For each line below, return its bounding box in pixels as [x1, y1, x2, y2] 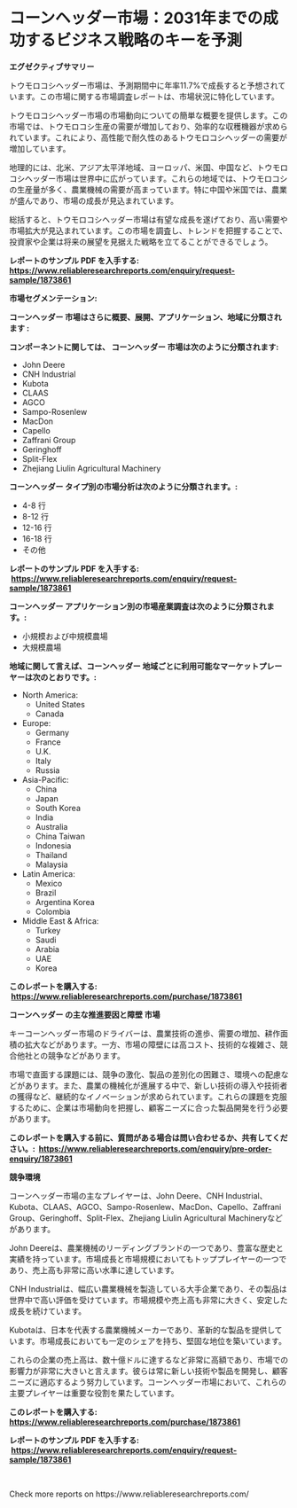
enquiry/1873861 [9, 1153, 73, 1164]
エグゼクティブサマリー [9, 61, 95, 72]
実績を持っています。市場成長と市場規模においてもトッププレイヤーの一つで [9, 1254, 287, 1264]
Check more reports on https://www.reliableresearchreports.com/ [9, 1488, 250, 1499]
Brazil [35, 887, 57, 898]
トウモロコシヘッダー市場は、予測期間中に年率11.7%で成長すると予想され [9, 80, 278, 90]
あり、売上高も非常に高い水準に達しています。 [9, 1264, 179, 1275]
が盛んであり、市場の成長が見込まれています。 [9, 195, 179, 206]
